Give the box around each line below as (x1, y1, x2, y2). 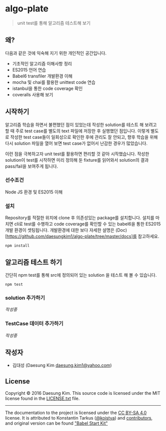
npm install (5, 244, 30, 248)
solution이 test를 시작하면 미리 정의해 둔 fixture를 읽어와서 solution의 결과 (5, 157, 149, 163)
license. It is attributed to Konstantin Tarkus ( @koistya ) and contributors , (5, 415, 153, 421)
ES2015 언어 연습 (12, 66, 46, 72)
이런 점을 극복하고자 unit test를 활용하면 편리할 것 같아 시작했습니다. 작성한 (5, 151, 150, 157)
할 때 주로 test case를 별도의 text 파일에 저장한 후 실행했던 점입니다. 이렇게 (5, 127, 150, 134)
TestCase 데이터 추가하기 (5, 320, 64, 327)
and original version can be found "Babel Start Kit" (5, 420, 108, 427)
